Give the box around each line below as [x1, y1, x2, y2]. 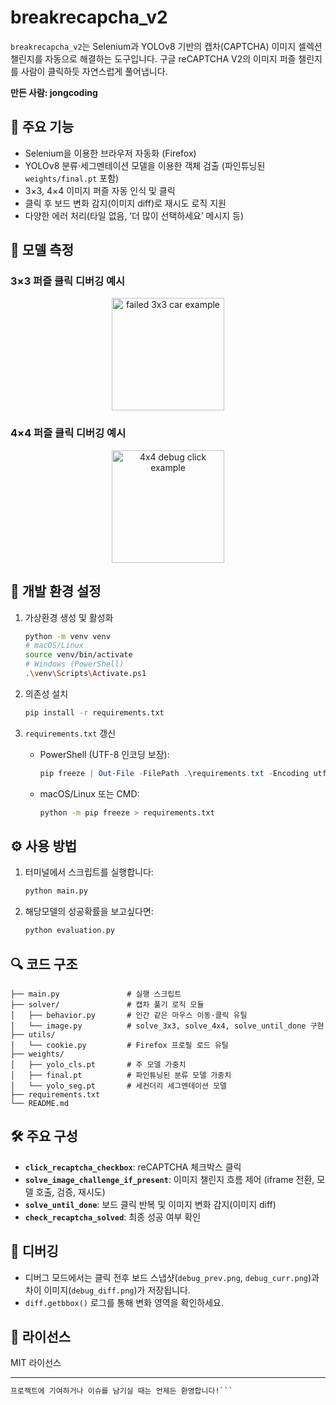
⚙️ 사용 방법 [10, 837, 78, 855]
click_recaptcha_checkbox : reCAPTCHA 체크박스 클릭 [24, 1161, 242, 1173]
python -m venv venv [24, 631, 111, 641]
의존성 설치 [24, 687, 69, 700]
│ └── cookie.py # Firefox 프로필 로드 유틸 [10, 1040, 229, 1050]
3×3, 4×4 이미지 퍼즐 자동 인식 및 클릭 [24, 184, 176, 196]
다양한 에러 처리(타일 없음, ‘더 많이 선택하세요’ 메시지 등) [24, 209, 245, 221]
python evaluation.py [24, 926, 115, 936]
